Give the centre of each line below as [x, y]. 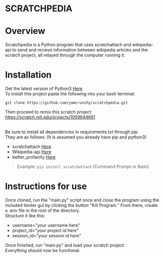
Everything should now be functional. [43, 250]
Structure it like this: [25, 216]
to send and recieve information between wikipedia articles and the [80, 50]
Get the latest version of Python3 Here [44, 88]
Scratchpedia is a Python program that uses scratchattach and [68, 45]
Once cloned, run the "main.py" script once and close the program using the [82, 200]
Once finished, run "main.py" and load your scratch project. [65, 245]
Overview [25, 31]
